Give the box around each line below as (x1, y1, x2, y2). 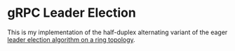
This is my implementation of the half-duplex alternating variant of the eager (7, 28, 228, 36)
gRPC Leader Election (7, 5, 137, 21)
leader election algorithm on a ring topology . (7, 35, 135, 43)
